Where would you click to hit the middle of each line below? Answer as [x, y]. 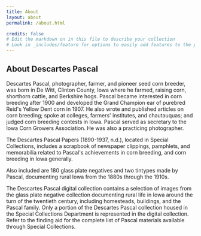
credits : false [25, 34]
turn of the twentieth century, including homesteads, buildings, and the [94, 201]
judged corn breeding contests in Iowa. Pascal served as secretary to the [96, 122]
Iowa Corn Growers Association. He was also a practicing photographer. [95, 128]
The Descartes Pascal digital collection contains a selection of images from [99, 188]
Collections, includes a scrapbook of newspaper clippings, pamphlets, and [98, 146]
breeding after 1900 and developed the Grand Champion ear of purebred [96, 102]
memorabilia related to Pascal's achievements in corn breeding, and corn [96, 152]
